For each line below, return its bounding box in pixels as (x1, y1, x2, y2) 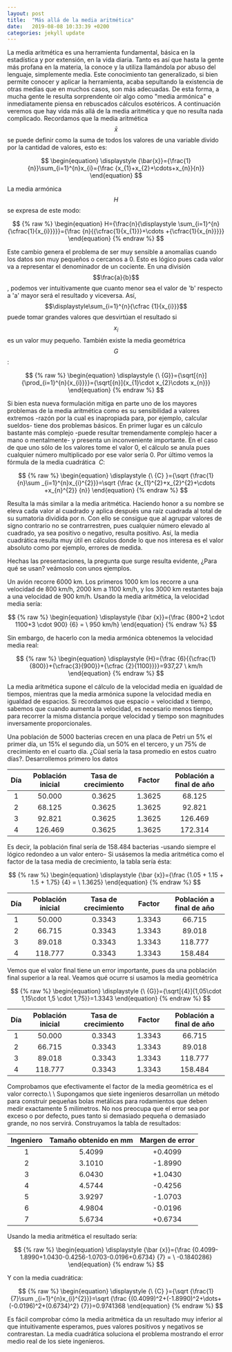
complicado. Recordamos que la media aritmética (7, 115, 148, 123)
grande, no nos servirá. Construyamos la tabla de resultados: (7, 1119, 182, 1127)
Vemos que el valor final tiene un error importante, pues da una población (7, 967, 217, 975)
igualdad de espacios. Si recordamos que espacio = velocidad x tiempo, (7, 697, 213, 705)
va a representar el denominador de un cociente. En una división (7, 263, 191, 271)
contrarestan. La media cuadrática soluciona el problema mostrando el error (7, 1330, 224, 1338)
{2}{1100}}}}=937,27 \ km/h (125, 662, 203, 670)
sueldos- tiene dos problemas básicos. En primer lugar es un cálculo (7, 421, 202, 430)
